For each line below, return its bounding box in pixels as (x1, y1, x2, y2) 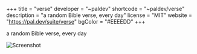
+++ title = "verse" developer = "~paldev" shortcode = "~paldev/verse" (6, 5, 185, 12)
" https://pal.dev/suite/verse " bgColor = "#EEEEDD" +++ (6, 18, 146, 25)
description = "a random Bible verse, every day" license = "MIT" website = (6, 12, 192, 19)
